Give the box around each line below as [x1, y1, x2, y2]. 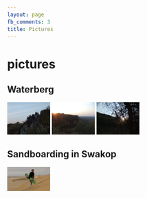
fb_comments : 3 [7, 18, 51, 26]
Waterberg [7, 83, 54, 95]
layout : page [7, 11, 45, 18]
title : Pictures [7, 26, 54, 32]
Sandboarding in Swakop [7, 148, 117, 160]
